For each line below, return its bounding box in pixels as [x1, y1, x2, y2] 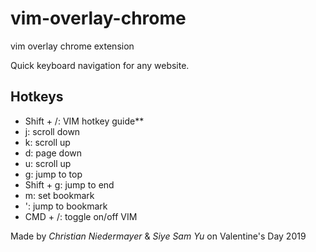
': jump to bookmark [24, 200, 108, 212]
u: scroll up [24, 157, 72, 169]
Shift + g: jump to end [24, 178, 115, 191]
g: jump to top [24, 168, 83, 180]
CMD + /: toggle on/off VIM [24, 210, 138, 222]
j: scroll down [24, 125, 81, 137]
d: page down [24, 147, 83, 159]
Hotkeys [10, 88, 64, 106]
